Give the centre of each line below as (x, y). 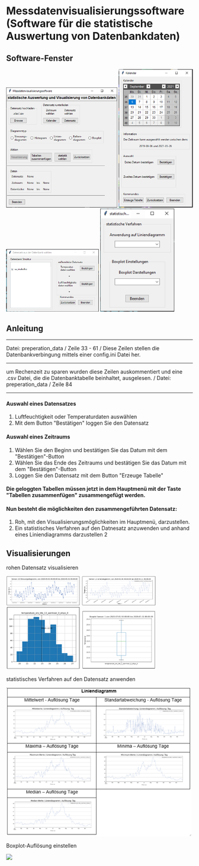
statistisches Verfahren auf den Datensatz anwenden (71, 679)
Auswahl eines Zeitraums (38, 437)
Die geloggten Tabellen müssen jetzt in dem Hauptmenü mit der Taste (94, 489)
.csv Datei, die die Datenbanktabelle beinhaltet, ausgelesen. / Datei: (89, 378)
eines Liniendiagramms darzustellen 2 (61, 535)
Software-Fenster (40, 58)
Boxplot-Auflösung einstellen (41, 846)
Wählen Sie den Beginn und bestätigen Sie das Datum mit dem (91, 450)
